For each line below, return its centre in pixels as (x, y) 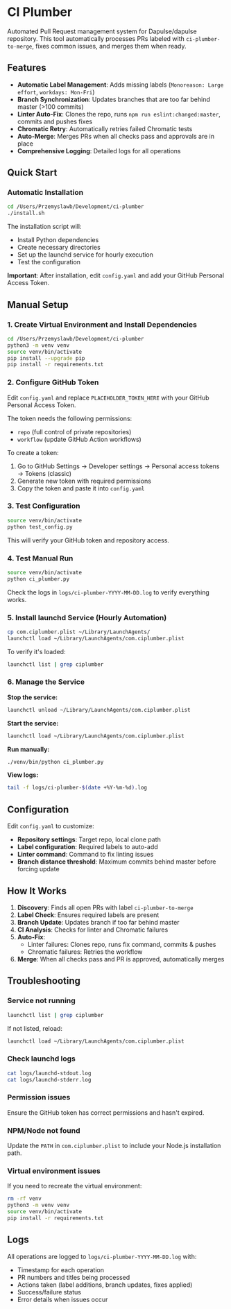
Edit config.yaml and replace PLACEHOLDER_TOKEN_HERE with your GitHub (108, 397)
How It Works (37, 891)
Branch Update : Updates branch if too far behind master (98, 922)
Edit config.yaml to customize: (51, 826)
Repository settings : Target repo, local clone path (89, 839)
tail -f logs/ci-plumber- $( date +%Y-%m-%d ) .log (77, 788)
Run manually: (28, 749)
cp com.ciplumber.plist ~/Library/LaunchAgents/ (79, 632)
